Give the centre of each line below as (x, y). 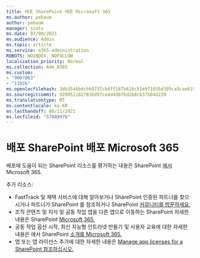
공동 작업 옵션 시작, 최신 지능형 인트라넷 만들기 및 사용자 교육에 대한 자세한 (101, 227)
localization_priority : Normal (45, 61)
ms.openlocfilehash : (32, 89)
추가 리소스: (20, 184)
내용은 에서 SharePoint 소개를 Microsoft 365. (68, 234)
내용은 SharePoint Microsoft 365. (55, 219)
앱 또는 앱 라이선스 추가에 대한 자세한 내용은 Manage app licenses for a (99, 242)
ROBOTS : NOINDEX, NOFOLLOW (40, 56)
